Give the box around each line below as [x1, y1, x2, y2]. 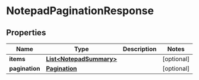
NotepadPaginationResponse [6, 4, 154, 18]
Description [122, 45, 157, 53]
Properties [6, 28, 46, 38]
